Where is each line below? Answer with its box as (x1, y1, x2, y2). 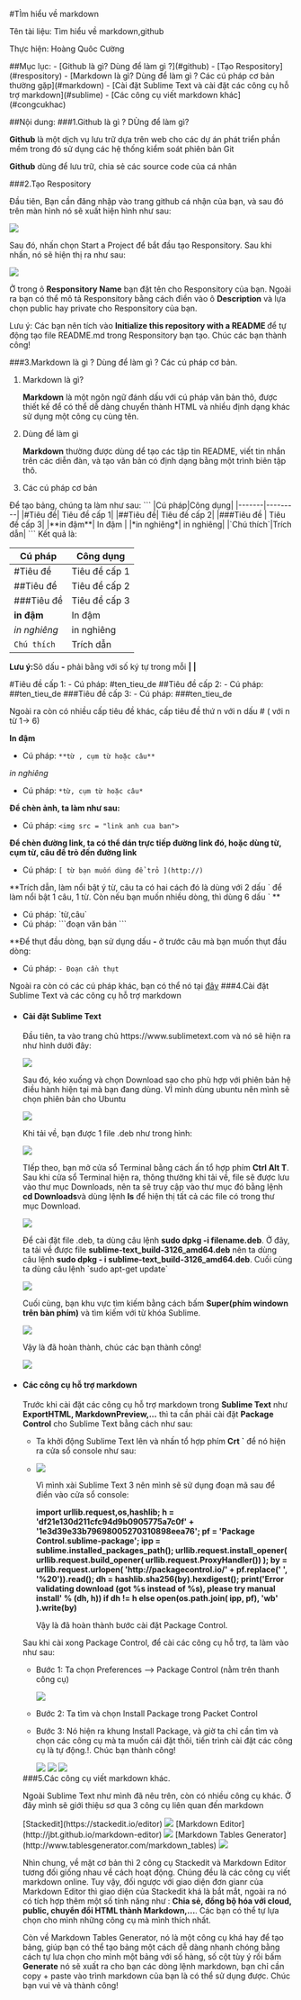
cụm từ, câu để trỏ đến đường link (9, 847, 137, 857)
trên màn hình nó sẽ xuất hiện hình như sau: (9, 205, 172, 216)
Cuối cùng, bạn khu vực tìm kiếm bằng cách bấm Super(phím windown (22, 1298, 289, 1309)
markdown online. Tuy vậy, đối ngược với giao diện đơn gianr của (22, 1877, 263, 1887)
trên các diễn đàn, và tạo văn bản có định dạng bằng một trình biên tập (22, 456, 287, 466)
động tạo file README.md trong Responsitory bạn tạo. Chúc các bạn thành (9, 330, 288, 340)
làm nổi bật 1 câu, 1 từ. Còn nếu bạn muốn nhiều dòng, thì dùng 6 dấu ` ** (9, 891, 281, 902)
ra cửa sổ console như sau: (35, 1445, 137, 1456)
